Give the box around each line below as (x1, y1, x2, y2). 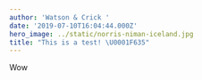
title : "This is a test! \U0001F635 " (9, 37, 150, 47)
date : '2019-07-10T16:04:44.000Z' (9, 21, 139, 30)
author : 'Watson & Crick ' (9, 12, 110, 22)
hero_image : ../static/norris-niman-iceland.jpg (9, 29, 194, 38)
